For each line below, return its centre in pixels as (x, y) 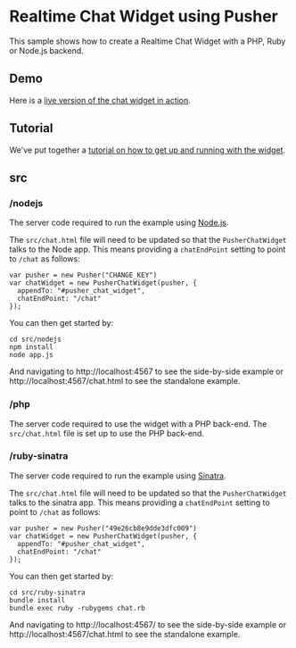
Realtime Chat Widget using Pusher (144, 17)
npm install (31, 347)
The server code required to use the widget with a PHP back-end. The (138, 424)
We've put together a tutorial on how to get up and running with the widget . (148, 150)
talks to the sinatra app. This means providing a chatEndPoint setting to (140, 503)
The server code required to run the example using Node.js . (119, 223)
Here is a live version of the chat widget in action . (100, 100)
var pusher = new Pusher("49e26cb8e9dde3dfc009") (103, 528)
